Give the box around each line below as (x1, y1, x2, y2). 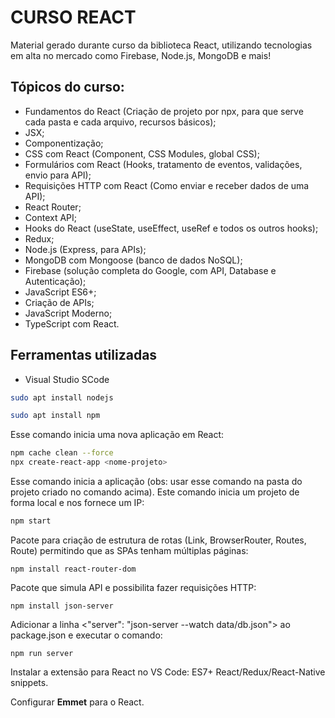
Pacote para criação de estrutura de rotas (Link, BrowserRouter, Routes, (10, 534, 307, 546)
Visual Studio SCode (24, 373, 110, 385)
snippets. (10, 676, 49, 688)
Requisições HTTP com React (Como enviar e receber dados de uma (24, 179, 310, 191)
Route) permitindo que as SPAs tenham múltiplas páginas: (10, 544, 249, 556)
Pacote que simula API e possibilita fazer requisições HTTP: (10, 581, 257, 593)
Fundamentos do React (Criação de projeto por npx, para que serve (24, 105, 304, 117)
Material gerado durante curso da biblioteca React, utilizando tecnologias (10, 39, 313, 51)
